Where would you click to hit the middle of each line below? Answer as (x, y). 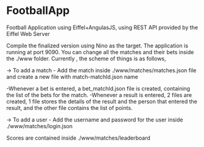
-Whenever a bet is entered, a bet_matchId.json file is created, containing (98, 88)
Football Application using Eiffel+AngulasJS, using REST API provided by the (102, 27)
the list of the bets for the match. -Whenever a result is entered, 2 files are (99, 95)
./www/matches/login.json (40, 126)
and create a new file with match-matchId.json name (72, 77)
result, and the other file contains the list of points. (69, 108)
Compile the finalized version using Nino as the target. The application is (97, 46)
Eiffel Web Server (28, 33)
